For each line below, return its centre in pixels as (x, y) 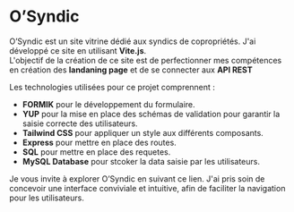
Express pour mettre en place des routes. (99, 142)
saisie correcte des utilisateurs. (80, 123)
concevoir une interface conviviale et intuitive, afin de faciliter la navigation (147, 188)
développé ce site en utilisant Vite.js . (78, 50)
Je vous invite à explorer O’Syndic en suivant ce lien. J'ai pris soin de (137, 178)
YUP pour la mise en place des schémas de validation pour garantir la (151, 114)
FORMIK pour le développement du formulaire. (108, 104)
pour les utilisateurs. (47, 198)
